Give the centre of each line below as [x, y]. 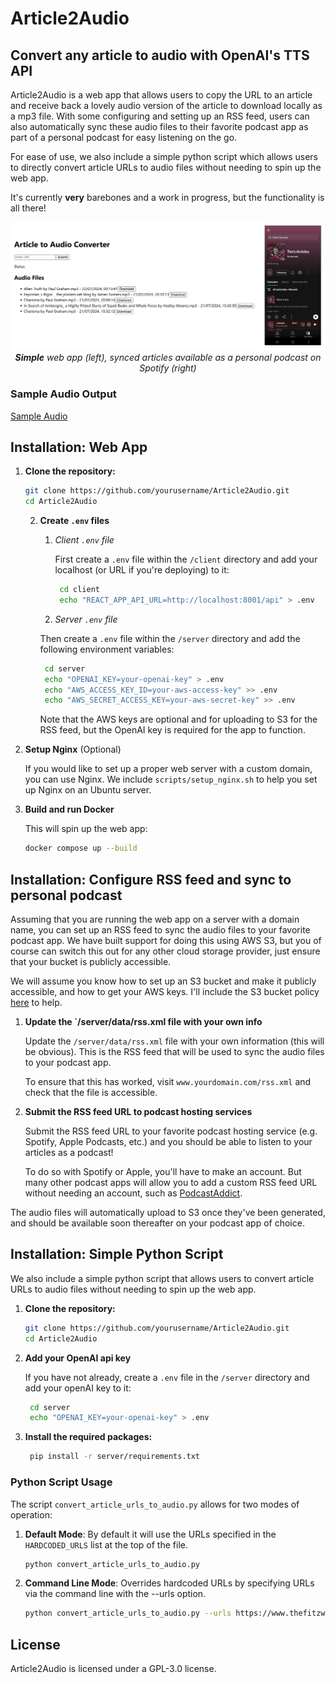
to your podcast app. [68, 1063]
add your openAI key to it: [78, 1388]
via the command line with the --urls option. [115, 1594]
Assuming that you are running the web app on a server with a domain [155, 919]
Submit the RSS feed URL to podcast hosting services [138, 1112]
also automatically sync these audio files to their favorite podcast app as [159, 126]
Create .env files [74, 521]
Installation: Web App [79, 447]
